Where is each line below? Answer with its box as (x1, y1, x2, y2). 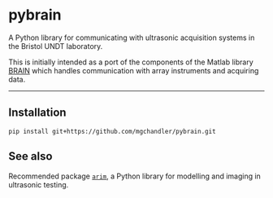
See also (8, 149, 53, 164)
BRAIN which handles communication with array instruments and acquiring (8, 65, 259, 75)
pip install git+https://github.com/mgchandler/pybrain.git (8, 127, 217, 135)
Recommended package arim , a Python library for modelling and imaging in (8, 171, 262, 181)
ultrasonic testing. (8, 179, 69, 189)
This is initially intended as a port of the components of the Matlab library (8, 57, 253, 67)
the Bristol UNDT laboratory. (8, 41, 103, 51)
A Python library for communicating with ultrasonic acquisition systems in (8, 33, 255, 42)
